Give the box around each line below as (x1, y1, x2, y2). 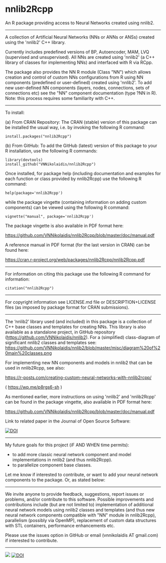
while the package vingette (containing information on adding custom (5, 199, 147, 205)
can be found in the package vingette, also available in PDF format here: (5, 399, 152, 405)
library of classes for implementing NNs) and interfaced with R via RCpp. (5, 59, 153, 65)
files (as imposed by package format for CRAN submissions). (5, 304, 129, 310)
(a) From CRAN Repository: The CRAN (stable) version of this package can (5, 119, 157, 125)
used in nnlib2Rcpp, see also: (5, 365, 65, 371)
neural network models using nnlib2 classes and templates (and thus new (5, 507, 155, 513)
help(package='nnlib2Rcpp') (5, 190, 63, 195)
